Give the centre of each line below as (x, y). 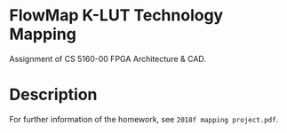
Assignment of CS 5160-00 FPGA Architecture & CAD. (108, 59)
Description (53, 95)
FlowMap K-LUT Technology (116, 16)
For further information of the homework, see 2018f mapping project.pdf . (144, 119)
